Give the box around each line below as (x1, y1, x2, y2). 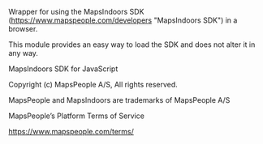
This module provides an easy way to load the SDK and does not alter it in (8, 40, 256, 49)
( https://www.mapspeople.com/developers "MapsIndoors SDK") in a (8, 15, 238, 25)
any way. (8, 49, 39, 57)
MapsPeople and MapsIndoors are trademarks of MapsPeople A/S (8, 95, 231, 104)
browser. (8, 24, 38, 33)
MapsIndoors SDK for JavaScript (8, 64, 119, 74)
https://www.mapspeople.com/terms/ (8, 127, 134, 136)
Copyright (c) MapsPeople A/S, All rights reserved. (8, 80, 179, 89)
